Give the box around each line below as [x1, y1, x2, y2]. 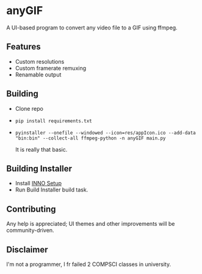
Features [6, 42, 41, 52]
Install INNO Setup [15, 180, 62, 187]
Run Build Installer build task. [15, 186, 88, 193]
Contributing [6, 204, 56, 214]
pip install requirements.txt [15, 117, 93, 124]
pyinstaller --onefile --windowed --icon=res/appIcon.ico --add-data [15, 130, 197, 136]
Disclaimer [6, 244, 48, 254]
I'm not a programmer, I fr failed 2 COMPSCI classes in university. [6, 261, 171, 268]
